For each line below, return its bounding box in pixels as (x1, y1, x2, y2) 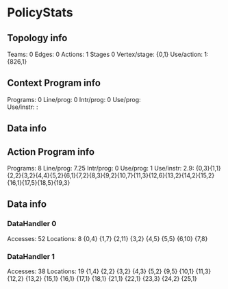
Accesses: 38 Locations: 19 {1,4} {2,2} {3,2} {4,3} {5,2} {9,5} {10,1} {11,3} (7, 267, 212, 275)
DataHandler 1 (7, 251, 55, 261)
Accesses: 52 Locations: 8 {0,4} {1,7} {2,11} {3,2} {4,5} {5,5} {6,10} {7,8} (7, 234, 208, 242)
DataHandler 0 (7, 219, 57, 229)
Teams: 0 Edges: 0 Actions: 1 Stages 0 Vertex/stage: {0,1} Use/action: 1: (7, 50, 209, 58)
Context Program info (7, 77, 101, 89)
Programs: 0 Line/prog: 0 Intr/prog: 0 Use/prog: (7, 95, 142, 103)
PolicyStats (7, 5, 73, 21)
